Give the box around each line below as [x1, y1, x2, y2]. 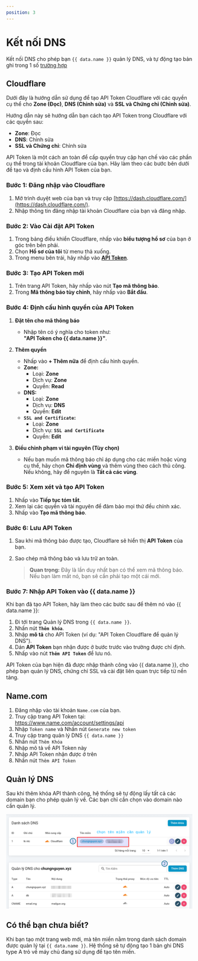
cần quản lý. [6, 803, 36, 810]
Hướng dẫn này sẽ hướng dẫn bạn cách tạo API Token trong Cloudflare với [6, 112, 187, 119]
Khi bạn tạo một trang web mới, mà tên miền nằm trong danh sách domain [6, 936, 187, 943]
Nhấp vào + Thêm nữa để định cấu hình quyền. [23, 358, 139, 365]
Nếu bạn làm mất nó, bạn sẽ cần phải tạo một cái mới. [29, 573, 161, 580]
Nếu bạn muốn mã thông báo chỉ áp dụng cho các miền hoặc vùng [23, 456, 187, 463]
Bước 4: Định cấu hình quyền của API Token [6, 303, 134, 311]
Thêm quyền [14, 346, 47, 353]
